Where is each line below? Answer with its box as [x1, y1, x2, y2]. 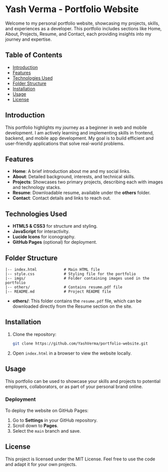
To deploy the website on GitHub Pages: [5, 407, 89, 414]
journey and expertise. [5, 36, 52, 42]
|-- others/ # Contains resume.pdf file [5, 285, 123, 290]
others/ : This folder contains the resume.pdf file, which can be [12, 298, 142, 304]
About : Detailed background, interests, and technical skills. [12, 174, 135, 180]
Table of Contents [5, 51, 63, 59]
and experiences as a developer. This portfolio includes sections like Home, [5, 25, 162, 31]
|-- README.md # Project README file [5, 289, 112, 294]
